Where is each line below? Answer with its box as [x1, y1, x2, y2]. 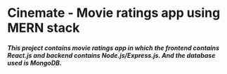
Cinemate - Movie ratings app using [7, 5, 221, 21]
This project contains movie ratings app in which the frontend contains [7, 44, 220, 52]
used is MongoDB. [7, 58, 62, 67]
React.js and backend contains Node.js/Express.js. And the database [7, 51, 216, 59]
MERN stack [7, 20, 80, 36]
